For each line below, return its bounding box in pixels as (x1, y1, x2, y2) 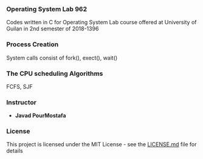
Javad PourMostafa (15, 112, 66, 120)
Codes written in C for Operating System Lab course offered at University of (6, 19, 197, 26)
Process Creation (6, 40, 59, 49)
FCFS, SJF (6, 83, 33, 90)
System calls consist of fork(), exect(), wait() (6, 54, 118, 61)
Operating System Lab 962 (6, 5, 88, 13)
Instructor (6, 98, 36, 106)
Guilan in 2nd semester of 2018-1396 (6, 25, 99, 32)
